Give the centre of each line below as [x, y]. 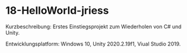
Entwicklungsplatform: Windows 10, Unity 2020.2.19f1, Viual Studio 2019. [93, 44]
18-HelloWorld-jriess [57, 11]
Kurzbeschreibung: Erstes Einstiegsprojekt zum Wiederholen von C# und [93, 26]
